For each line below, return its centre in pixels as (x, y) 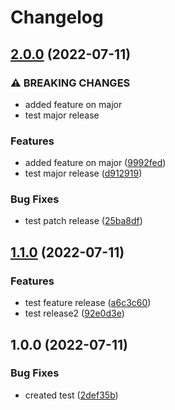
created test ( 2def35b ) (71, 395)
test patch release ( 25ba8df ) (83, 221)
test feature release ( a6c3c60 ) (88, 303)
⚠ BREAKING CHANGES (70, 83)
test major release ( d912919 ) (83, 173)
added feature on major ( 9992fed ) (95, 163)
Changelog (57, 17)
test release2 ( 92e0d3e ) (74, 313)
